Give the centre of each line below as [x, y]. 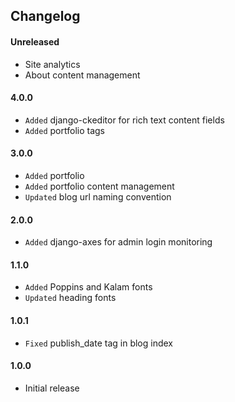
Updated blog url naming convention [98, 197]
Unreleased [35, 41]
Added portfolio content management [99, 186]
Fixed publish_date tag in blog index [99, 343]
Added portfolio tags [64, 130]
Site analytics [52, 64]
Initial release [52, 388]
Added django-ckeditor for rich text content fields [124, 120]
